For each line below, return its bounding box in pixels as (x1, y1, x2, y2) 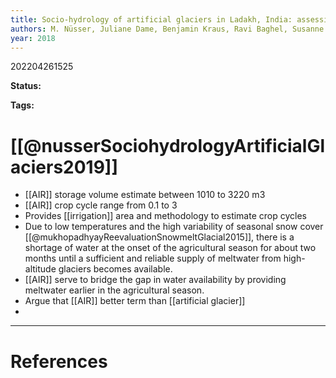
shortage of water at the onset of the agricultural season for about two (24, 242, 317, 254)
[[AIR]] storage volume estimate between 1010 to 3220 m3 (24, 189, 266, 201)
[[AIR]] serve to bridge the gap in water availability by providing (24, 274, 287, 286)
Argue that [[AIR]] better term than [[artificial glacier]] (24, 295, 246, 307)
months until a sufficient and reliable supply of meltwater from (24, 252, 282, 265)
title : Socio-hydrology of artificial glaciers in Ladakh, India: (10, 14, 293, 25)
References (10, 350, 108, 373)
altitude (24, 263, 57, 275)
